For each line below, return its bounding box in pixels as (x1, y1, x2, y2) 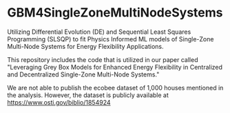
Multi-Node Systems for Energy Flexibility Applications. (7, 42, 164, 50)
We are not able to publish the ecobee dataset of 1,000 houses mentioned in (7, 83, 224, 92)
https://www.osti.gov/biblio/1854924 (7, 98, 112, 106)
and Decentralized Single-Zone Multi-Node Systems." (7, 70, 160, 79)
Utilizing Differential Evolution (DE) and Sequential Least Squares (7, 28, 191, 36)
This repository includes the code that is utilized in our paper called (7, 55, 198, 63)
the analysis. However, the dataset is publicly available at (7, 91, 169, 99)
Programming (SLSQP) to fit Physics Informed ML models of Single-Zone (7, 34, 214, 43)
